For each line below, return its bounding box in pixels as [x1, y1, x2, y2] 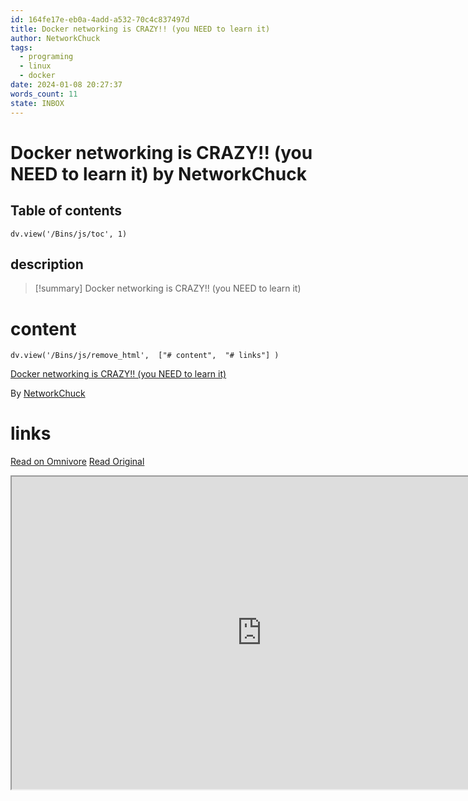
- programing [19, 52, 74, 62]
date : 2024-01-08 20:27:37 [10, 80, 123, 90]
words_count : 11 [10, 89, 78, 99]
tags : [10, 42, 33, 53]
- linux [19, 61, 52, 71]
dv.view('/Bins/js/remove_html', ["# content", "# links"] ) [10, 351, 280, 361]
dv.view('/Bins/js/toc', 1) [10, 229, 128, 239]
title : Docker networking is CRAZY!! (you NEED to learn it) [10, 24, 271, 34]
